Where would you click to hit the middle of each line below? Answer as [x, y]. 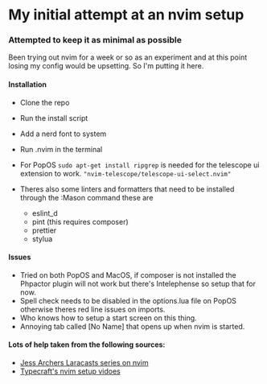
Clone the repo [45, 102]
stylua [42, 238]
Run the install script [54, 118]
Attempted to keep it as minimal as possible [95, 40]
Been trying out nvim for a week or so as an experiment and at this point [128, 57]
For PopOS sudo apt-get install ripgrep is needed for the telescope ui [140, 165]
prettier [44, 230]
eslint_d [45, 213]
